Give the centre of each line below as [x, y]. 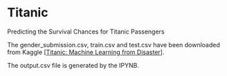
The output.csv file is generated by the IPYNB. [73, 65]
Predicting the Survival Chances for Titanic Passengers [86, 31]
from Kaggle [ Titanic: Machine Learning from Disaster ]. [86, 52]
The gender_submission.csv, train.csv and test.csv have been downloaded [113, 45]
